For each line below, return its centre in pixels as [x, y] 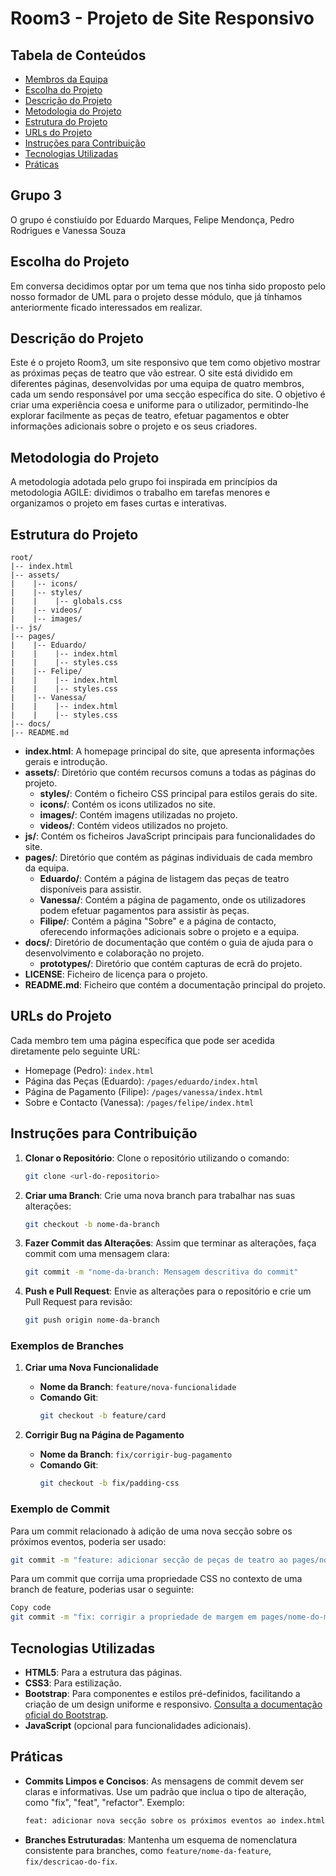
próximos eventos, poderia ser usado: [88, 1541]
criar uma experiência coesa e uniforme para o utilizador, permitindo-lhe [159, 405]
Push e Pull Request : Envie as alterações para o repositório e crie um [168, 1291]
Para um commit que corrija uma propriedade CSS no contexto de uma [156, 1579]
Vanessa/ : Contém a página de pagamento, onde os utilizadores [173, 900]
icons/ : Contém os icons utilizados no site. [127, 804]
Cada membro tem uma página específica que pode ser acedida [142, 1040]
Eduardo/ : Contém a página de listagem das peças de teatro [164, 879]
